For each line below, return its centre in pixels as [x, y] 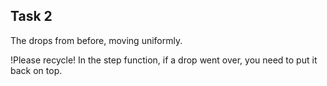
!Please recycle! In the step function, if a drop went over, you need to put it [164, 60]
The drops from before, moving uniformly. [96, 40]
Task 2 [31, 16]
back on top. [36, 70]
